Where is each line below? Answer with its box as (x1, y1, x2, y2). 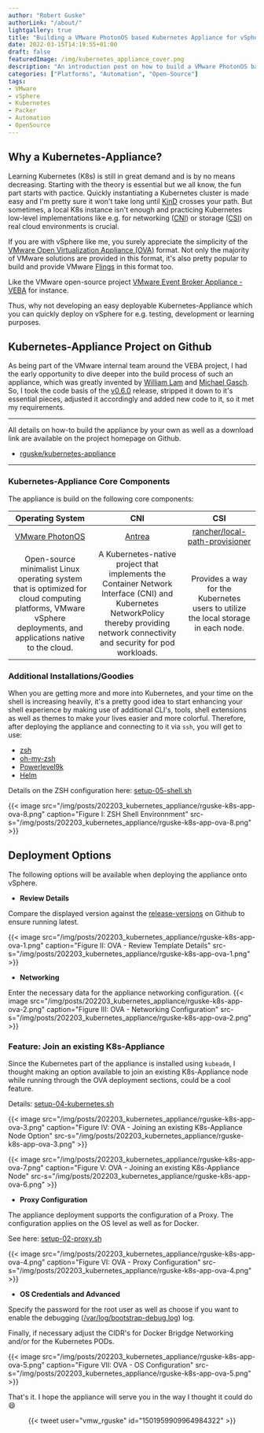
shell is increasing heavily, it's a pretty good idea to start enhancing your (8, 696, 244, 706)
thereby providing (104, 617, 170, 628)
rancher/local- (192, 526, 247, 537)
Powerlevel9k (19, 762, 64, 771)
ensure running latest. (8, 917, 79, 926)
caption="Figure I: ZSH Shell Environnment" (46, 809, 189, 818)
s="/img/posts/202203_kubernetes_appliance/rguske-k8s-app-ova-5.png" (8, 1368, 251, 1378)
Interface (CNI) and (101, 588, 174, 599)
